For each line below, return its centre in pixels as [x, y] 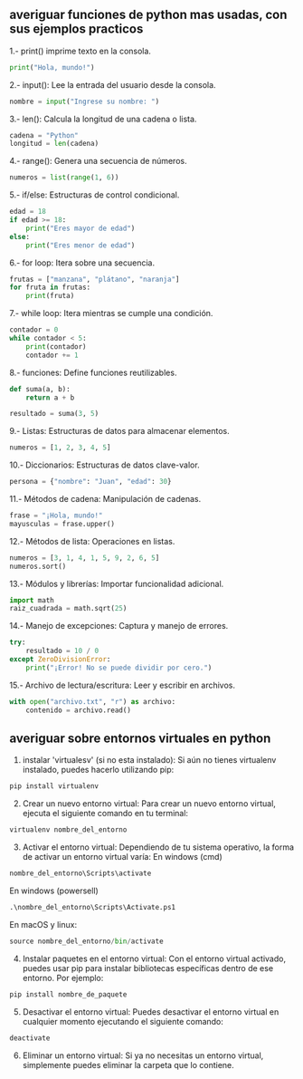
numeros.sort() [38, 566]
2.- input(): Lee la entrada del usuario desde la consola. [113, 84]
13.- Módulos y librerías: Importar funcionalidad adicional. [117, 583]
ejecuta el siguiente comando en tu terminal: [105, 814]
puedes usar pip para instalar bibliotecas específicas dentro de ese [148, 968]
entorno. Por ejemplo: [63, 978]
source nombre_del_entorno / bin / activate [87, 941]
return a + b [50, 398]
